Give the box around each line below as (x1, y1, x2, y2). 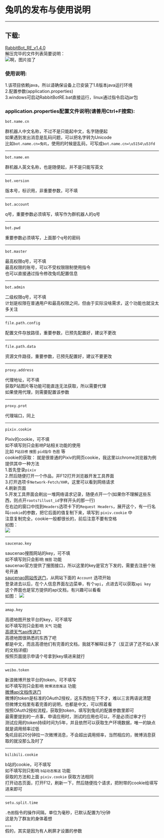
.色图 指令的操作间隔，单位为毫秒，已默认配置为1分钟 (5, 810, 111, 815)
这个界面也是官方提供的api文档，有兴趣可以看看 (5, 587, 101, 593)
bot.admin (5, 285, 25, 290)
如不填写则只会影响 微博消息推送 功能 (5, 683, 77, 689)
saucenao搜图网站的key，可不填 (5, 550, 71, 556)
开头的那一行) (67, 498, 95, 503)
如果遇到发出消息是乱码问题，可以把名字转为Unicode (5, 135, 112, 140)
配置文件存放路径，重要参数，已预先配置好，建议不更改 (5, 330, 116, 336)
